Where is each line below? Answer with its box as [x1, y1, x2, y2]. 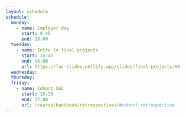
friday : [11, 80, 30, 86]
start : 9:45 [21, 31, 51, 37]
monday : [11, 19, 30, 25]
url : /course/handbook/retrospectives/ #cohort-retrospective [21, 102, 175, 108]
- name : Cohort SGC [16, 86, 64, 92]
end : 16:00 [21, 58, 48, 64]
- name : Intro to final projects [16, 47, 99, 53]
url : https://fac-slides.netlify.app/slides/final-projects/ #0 [21, 63, 181, 70]
